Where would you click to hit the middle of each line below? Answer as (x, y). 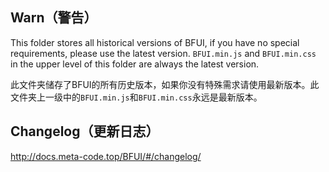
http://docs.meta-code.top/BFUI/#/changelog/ (106, 156)
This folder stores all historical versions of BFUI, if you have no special (155, 42)
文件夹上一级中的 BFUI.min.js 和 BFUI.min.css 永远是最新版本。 (136, 97)
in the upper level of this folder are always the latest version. (135, 64)
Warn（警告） (54, 18)
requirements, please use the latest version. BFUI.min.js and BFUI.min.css (163, 53)
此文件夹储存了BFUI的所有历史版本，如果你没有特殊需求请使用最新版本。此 (165, 84)
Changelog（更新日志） (85, 131)
